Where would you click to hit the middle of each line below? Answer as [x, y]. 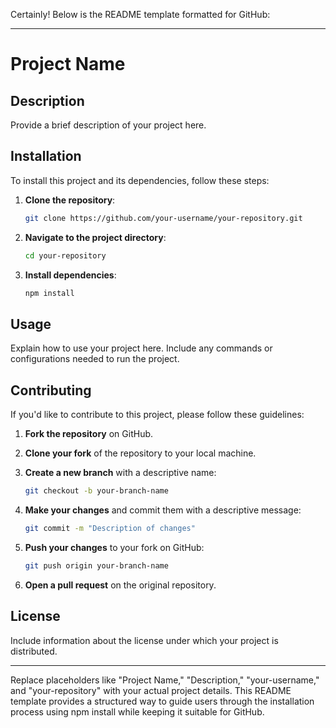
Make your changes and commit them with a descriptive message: [163, 510]
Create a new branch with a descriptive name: [120, 473]
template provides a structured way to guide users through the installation [162, 701]
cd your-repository [65, 255]
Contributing [51, 390]
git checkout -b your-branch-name [96, 491]
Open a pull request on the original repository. [120, 585]
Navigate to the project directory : [95, 237]
